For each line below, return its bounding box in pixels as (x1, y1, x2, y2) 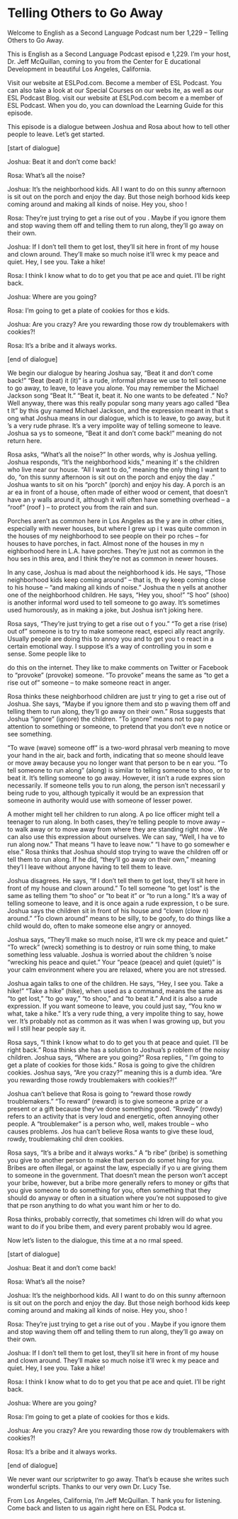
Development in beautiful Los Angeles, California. (7, 65, 152, 73)
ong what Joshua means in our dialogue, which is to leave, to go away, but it (7, 413, 230, 422)
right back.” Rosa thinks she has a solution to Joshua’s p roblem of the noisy (7, 1046, 230, 1054)
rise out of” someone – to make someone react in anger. (7, 678, 171, 687)
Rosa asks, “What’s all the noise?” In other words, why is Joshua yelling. (7, 450, 217, 459)
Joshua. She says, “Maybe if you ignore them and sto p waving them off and (7, 700, 231, 708)
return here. (7, 436, 42, 444)
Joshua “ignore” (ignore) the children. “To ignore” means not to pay (7, 714, 205, 723)
